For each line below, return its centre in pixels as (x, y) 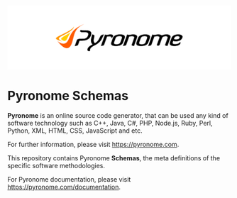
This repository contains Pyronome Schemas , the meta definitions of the (114, 158)
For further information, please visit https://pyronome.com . (93, 145)
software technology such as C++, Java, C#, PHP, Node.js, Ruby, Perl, (110, 123)
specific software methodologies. (56, 166)
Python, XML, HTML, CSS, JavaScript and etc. (75, 131)
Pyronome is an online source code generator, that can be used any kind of (118, 116)
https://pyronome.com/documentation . (64, 187)
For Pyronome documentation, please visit (69, 180)
